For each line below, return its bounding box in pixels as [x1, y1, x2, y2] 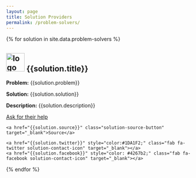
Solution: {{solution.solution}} [6, 90, 79, 98]
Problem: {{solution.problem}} [6, 79, 80, 86]
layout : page [6, 8, 38, 15]
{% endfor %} [6, 166, 40, 173]
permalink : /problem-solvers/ [6, 19, 81, 25]
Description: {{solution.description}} [6, 102, 95, 109]
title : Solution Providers [6, 14, 72, 20]
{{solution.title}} [26, 63, 89, 73]
